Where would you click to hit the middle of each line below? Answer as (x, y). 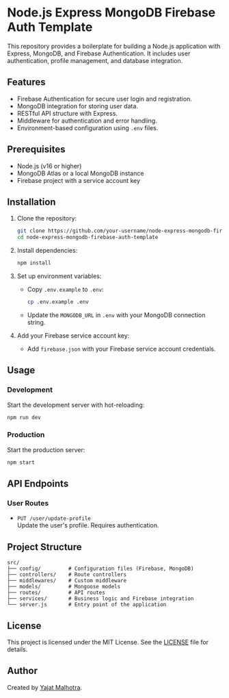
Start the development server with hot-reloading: (76, 405)
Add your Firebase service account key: (73, 335)
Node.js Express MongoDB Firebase (111, 13)
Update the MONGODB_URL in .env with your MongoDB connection (116, 315)
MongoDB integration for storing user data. (78, 106)
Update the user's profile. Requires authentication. (88, 525)
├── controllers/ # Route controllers (67, 575)
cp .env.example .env (58, 302)
